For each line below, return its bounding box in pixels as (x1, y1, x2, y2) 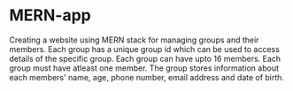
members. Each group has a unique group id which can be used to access (9, 43, 281, 54)
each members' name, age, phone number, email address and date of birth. (9, 72, 285, 82)
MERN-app (9, 5, 91, 26)
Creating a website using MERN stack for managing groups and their (9, 34, 259, 45)
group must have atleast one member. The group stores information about (9, 63, 280, 73)
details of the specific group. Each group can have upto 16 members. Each (9, 53, 281, 64)
